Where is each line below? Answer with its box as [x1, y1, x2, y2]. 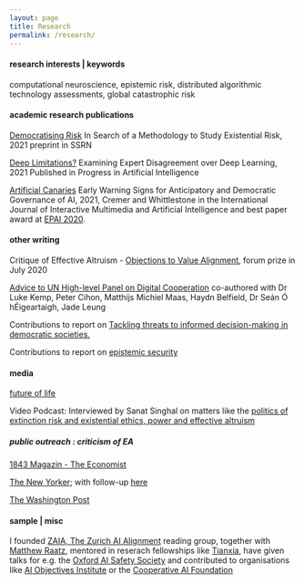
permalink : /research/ [9, 30, 96, 39]
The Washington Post [9, 495, 90, 506]
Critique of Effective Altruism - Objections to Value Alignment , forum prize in [9, 255, 296, 266]
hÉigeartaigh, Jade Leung [9, 301, 106, 312]
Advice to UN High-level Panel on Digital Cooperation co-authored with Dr [9, 282, 288, 293]
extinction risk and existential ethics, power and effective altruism [9, 415, 256, 426]
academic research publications [9, 109, 135, 120]
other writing [9, 235, 60, 245]
